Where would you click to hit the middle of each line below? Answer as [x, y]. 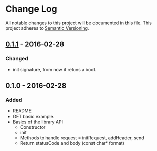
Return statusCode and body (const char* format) [72, 143]
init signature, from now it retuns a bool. [54, 69]
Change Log [31, 9]
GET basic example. [34, 117]
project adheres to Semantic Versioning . [47, 28]
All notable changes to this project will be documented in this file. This [79, 23]
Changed [17, 59]
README [22, 111]
